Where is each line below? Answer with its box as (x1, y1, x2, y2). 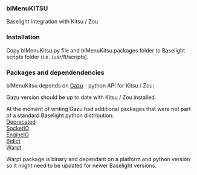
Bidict (6, 137, 21, 144)
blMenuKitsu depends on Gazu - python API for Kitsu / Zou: (6, 81, 155, 89)
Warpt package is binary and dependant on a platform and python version (6, 155, 190, 162)
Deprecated (6, 118, 36, 125)
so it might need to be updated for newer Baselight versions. (6, 162, 157, 169)
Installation (6, 33, 40, 42)
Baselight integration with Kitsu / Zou (6, 18, 98, 25)
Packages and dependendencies (6, 68, 105, 77)
